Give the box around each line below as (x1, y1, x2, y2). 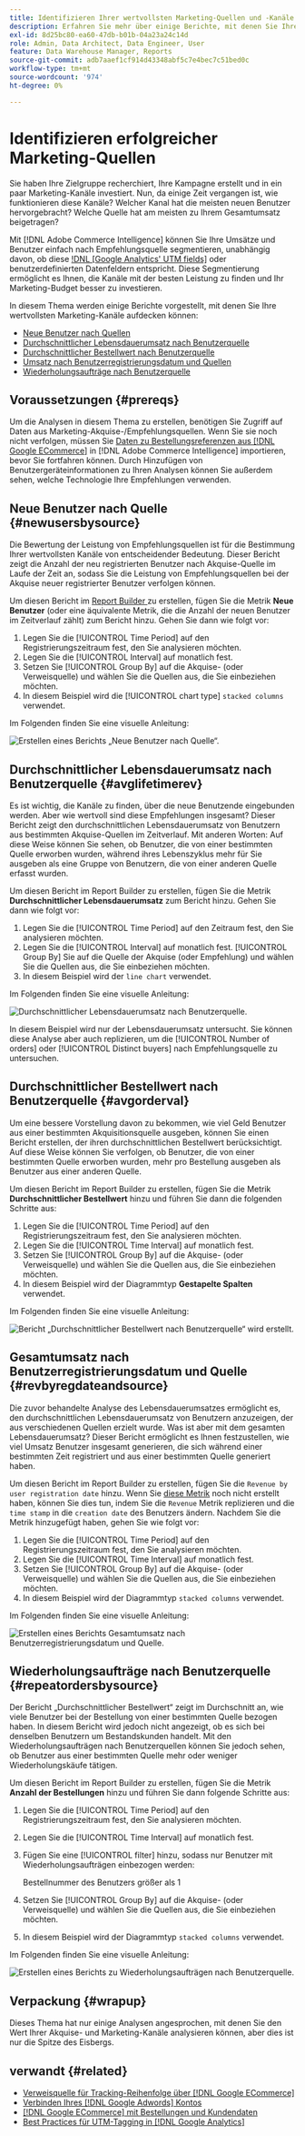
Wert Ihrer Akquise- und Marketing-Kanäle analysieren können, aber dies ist (9, 2027, 294, 2039)
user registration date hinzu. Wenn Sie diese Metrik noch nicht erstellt (9, 1487, 280, 1498)
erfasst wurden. (9, 868, 69, 878)
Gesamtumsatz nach (9, 1350, 130, 1365)
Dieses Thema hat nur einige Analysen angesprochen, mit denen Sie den (9, 2018, 282, 2029)
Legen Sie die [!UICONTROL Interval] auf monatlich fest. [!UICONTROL (22, 942, 288, 952)
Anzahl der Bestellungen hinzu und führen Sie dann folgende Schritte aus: (9, 1787, 290, 1798)
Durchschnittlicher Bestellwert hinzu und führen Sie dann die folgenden (9, 1193, 283, 1204)
